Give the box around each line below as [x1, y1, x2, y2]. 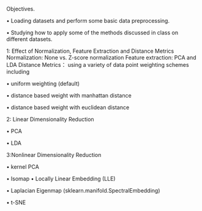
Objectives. [6, 6, 35, 12]
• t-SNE [6, 199, 26, 206]
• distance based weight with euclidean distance [6, 104, 130, 111]
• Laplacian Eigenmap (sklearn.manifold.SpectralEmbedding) [6, 187, 160, 194]
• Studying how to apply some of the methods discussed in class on [6, 29, 179, 36]
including [6, 68, 30, 75]
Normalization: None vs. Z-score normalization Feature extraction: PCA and [6, 54, 197, 61]
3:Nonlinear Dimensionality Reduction [6, 152, 102, 158]
